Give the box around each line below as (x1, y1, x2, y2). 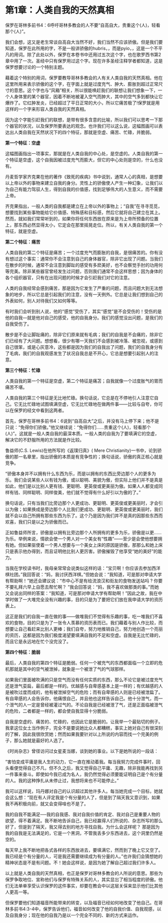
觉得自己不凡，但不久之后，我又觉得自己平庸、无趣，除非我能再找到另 (18, 765, 163, 771)
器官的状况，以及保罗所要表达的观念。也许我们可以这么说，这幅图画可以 (9, 123, 158, 129)
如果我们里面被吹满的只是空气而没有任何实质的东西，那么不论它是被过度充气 (5, 676, 163, 682)
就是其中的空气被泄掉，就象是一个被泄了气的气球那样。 (13, 666, 128, 672)
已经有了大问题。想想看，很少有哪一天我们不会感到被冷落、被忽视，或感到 (9, 338, 163, 344)
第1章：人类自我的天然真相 (5, 5, 114, 16)
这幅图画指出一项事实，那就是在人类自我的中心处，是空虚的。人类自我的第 (5, 150, 158, 156)
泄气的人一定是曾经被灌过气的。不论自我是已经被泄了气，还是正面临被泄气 (9, 702, 163, 708)
